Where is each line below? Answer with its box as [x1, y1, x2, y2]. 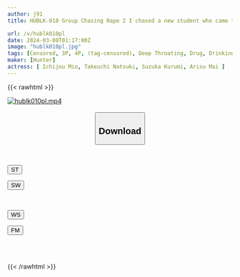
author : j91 [7, 10, 43, 18]
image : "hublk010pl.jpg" [7, 44, 81, 51]
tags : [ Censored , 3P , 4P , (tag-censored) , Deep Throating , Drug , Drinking [7, 50, 235, 57]
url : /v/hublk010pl [7, 30, 66, 37]
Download [99, 126, 141, 136]
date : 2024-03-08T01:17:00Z [7, 36, 91, 44]
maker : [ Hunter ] [7, 56, 56, 64]
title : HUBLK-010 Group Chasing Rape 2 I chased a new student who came [7, 17, 229, 24]
